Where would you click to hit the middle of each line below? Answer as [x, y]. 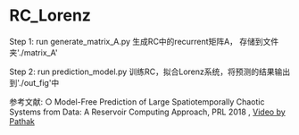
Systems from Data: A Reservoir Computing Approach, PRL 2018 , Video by [147, 112]
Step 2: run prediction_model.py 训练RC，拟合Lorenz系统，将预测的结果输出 [150, 72]
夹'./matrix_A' [33, 52]
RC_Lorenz [50, 16]
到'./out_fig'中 [34, 82]
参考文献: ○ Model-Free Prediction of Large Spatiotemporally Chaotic [137, 101]
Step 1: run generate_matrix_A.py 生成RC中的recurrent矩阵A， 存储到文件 [144, 41]
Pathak [22, 121]
